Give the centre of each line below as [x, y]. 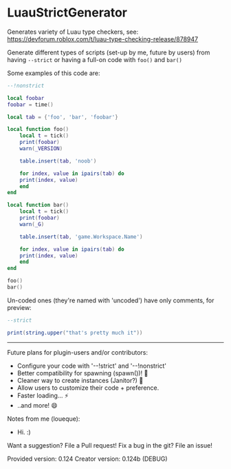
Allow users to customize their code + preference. [88, 388]
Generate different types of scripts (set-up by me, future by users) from [109, 52]
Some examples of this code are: [54, 73]
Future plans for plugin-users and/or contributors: [77, 352]
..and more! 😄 [37, 405]
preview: [20, 307]
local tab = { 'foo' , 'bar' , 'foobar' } [63, 117]
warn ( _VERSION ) [41, 149]
